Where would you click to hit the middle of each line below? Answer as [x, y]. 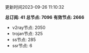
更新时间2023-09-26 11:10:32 [35, 7]
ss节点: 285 [24, 40]
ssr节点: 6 [22, 46]
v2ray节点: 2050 [29, 27]
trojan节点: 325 [27, 33]
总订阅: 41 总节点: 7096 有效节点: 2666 [45, 17]
